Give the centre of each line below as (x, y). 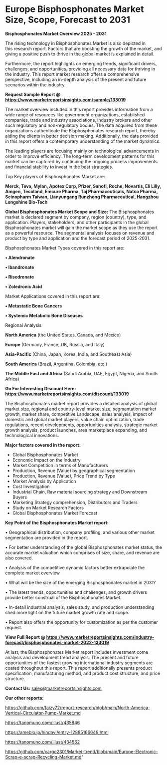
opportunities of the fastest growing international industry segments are (79, 663)
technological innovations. (32, 435)
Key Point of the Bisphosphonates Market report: (57, 522)
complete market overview (32, 573)
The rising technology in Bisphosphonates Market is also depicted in (76, 43)
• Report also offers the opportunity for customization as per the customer (82, 622)
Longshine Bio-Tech (26, 202)
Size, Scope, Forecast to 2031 (68, 20)
